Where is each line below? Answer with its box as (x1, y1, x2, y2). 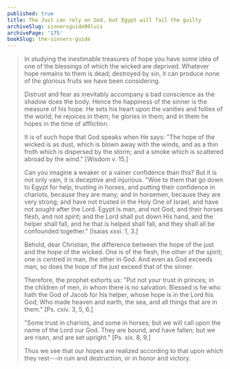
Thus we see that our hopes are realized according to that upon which (23, 347, 224, 355)
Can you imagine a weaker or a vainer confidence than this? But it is (23, 169, 217, 177)
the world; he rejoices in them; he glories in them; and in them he (23, 112, 209, 121)
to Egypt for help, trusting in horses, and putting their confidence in (23, 183, 216, 191)
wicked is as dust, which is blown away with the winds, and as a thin (23, 140, 218, 149)
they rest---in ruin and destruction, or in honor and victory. (23, 354, 191, 363)
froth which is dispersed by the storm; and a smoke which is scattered (23, 148, 224, 156)
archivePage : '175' (7, 29, 63, 37)
